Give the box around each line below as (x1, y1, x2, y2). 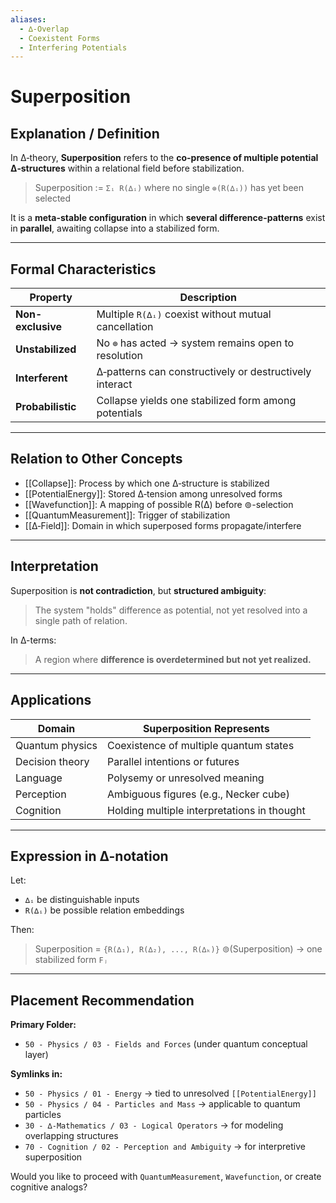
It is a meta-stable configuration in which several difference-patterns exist (10, 212, 326, 224)
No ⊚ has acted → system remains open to (96, 336, 295, 350)
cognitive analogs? (10, 1181, 88, 1193)
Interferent (15, 371, 68, 385)
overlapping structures (24, 1130, 119, 1142)
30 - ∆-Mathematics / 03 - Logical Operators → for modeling (24, 1119, 284, 1131)
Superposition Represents (142, 721, 270, 735)
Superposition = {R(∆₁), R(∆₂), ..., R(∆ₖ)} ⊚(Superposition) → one (34, 943, 323, 955)
